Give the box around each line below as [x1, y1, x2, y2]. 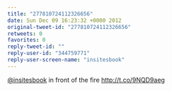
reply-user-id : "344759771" [7, 50, 91, 57]
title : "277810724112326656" [7, 10, 93, 18]
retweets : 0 [7, 30, 42, 37]
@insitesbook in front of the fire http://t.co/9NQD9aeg [7, 75, 165, 84]
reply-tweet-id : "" [7, 43, 65, 50]
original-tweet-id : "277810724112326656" [7, 23, 132, 30]
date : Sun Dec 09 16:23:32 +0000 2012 [7, 17, 122, 24]
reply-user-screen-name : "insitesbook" [7, 56, 125, 63]
